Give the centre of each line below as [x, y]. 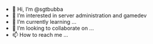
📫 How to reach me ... [40, 35]
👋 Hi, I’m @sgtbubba [37, 9]
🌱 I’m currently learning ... [44, 22]
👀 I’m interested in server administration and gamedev [79, 15]
